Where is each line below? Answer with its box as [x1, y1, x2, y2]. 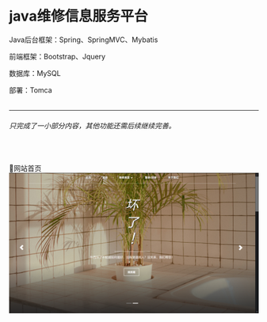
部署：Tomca [9, 85, 52, 95]
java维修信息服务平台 [9, 7, 149, 25]
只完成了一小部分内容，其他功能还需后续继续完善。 [9, 120, 176, 131]
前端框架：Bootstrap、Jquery [9, 51, 106, 61]
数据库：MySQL [9, 68, 62, 78]
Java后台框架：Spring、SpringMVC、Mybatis [9, 35, 158, 44]
